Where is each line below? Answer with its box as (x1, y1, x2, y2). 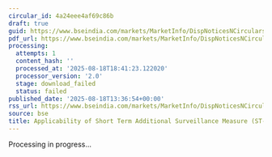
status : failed (15, 87, 67, 95)
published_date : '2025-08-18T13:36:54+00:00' (8, 95, 164, 103)
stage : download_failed (15, 79, 96, 87)
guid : (8, 27, 27, 35)
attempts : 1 (15, 49, 57, 57)
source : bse (8, 110, 49, 118)
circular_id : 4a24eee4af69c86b (8, 11, 114, 20)
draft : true (8, 19, 49, 28)
